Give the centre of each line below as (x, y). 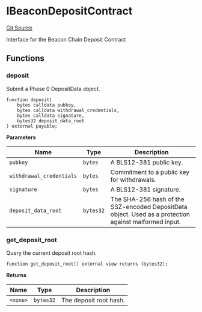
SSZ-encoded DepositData (149, 207)
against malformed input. (146, 222)
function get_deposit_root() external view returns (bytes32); (87, 264)
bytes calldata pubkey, (47, 105)
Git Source (20, 28)
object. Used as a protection (150, 214)
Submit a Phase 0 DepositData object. (53, 89)
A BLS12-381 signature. (145, 189)
